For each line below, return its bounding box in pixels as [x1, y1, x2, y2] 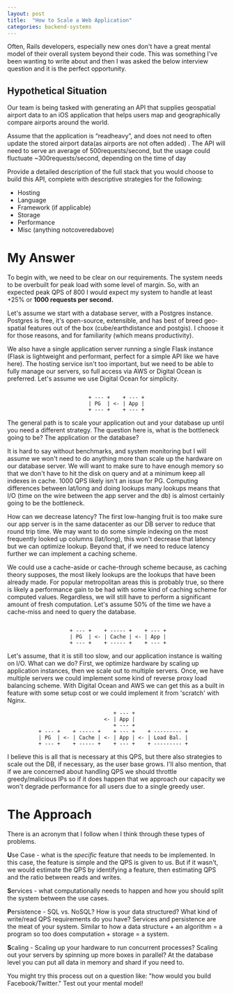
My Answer [7, 250, 75, 266]
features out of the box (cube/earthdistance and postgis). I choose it [27, 324, 224, 332]
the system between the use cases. [7, 894, 109, 902]
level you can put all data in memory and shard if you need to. [7, 958, 185, 967]
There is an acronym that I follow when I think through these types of [7, 830, 205, 838]
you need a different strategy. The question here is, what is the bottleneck [7, 426, 219, 434]
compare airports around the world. [7, 118, 109, 126]
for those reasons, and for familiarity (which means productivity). [7, 331, 194, 339]
